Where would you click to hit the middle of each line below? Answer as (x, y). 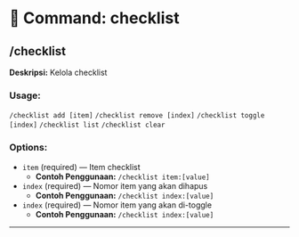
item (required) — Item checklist (81, 167)
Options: (28, 148)
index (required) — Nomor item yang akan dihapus (115, 185)
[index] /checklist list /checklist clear (87, 125)
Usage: (25, 95)
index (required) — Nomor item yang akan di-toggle (117, 205)
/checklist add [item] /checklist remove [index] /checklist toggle (137, 116)
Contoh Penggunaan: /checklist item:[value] (123, 176)
